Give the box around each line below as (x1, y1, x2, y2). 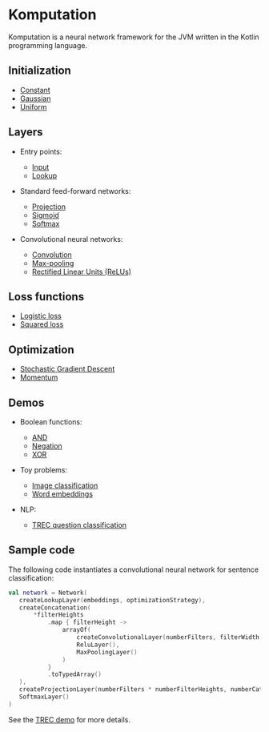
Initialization (8, 64, 72, 78)
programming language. (8, 40, 88, 50)
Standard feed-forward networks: (19, 186, 131, 195)
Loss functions (8, 290, 85, 304)
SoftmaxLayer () (18, 693, 70, 702)
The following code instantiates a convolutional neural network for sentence (8, 565, 259, 574)
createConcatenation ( (18, 603, 91, 612)
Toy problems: (19, 465, 68, 474)
